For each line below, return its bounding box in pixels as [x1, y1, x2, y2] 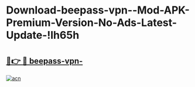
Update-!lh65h [6, 29, 80, 42]
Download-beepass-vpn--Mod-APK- [6, 4, 190, 17]
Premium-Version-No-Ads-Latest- [6, 16, 177, 29]
